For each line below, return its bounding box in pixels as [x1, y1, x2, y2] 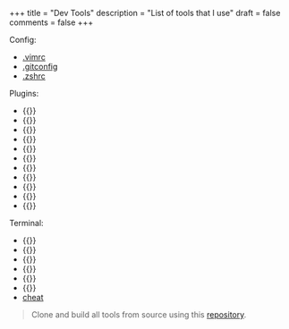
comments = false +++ [9, 17, 94, 28]
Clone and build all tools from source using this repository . [30, 309, 247, 320]
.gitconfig [21, 62, 58, 72]
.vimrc [21, 52, 47, 62]
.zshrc [21, 71, 47, 81]
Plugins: [9, 89, 39, 98]
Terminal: [9, 218, 44, 228]
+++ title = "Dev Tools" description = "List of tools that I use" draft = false [9, 8, 281, 18]
